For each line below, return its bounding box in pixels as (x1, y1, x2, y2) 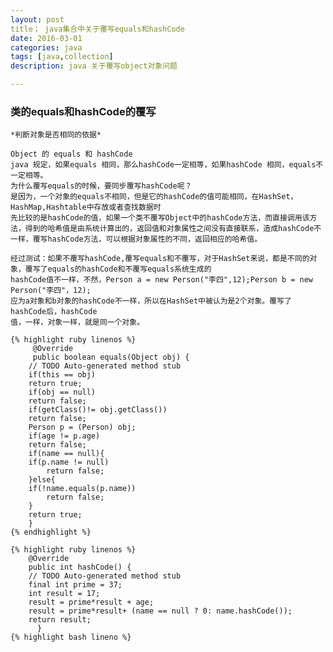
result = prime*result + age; (28, 597, 155, 608)
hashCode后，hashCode (10, 307, 98, 317)
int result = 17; (28, 589, 101, 599)
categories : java (10, 42, 83, 53)
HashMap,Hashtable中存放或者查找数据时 (10, 202, 162, 213)
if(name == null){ (28, 449, 105, 459)
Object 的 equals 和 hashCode (10, 149, 133, 160)
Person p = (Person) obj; (28, 422, 137, 433)
